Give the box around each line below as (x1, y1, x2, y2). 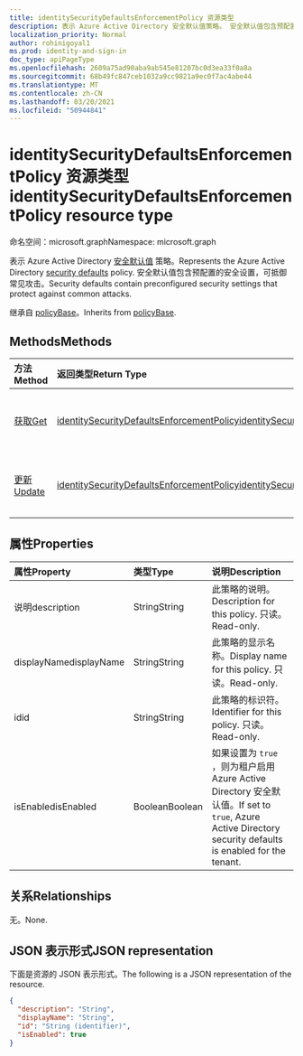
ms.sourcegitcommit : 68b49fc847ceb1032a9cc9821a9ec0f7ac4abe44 (9, 72, 252, 81)
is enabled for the (211, 844, 286, 856)
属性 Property (14, 565, 71, 578)
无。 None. (9, 914, 48, 925)
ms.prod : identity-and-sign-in (9, 47, 127, 56)
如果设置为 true (211, 746, 278, 759)
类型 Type (133, 565, 174, 578)
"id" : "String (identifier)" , (17, 1022, 131, 1031)
